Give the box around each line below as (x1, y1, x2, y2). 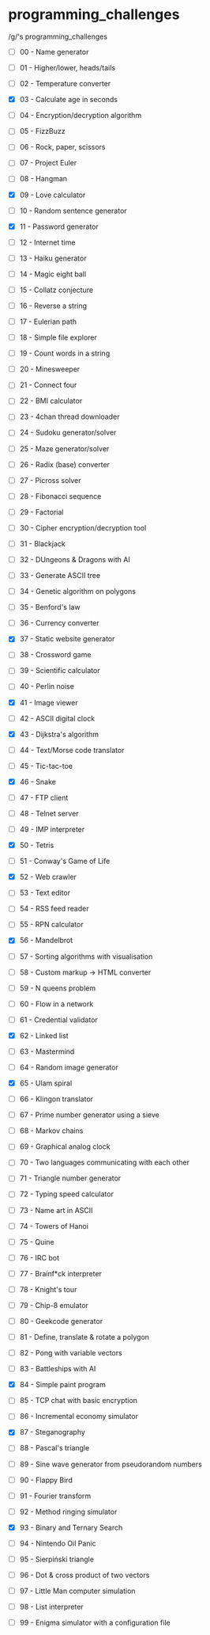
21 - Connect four (19, 380, 77, 390)
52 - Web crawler (19, 873, 77, 882)
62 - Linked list (19, 1031, 69, 1040)
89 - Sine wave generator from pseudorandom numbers (19, 1459, 203, 1469)
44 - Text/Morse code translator (19, 745, 125, 755)
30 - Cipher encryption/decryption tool (19, 523, 147, 532)
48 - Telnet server (19, 808, 79, 818)
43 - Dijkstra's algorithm (19, 729, 99, 739)
